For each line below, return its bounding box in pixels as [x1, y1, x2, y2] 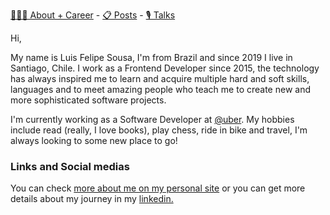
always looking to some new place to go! [10, 135, 178, 146]
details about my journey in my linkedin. [10, 193, 174, 205]
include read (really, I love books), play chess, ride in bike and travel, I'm [10, 124, 308, 136]
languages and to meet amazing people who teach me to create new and [10, 84, 311, 95]
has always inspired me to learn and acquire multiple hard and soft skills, [10, 73, 310, 84]
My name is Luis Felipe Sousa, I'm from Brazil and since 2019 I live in [10, 52, 293, 63]
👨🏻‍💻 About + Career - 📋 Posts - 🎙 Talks [10, 9, 176, 21]
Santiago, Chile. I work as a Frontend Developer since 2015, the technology [10, 62, 320, 74]
